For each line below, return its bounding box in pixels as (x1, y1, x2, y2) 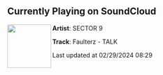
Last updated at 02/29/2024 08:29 (52, 51, 153, 59)
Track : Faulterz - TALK (52, 37, 118, 46)
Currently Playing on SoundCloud (7, 6, 157, 17)
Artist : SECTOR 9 (52, 24, 103, 32)
